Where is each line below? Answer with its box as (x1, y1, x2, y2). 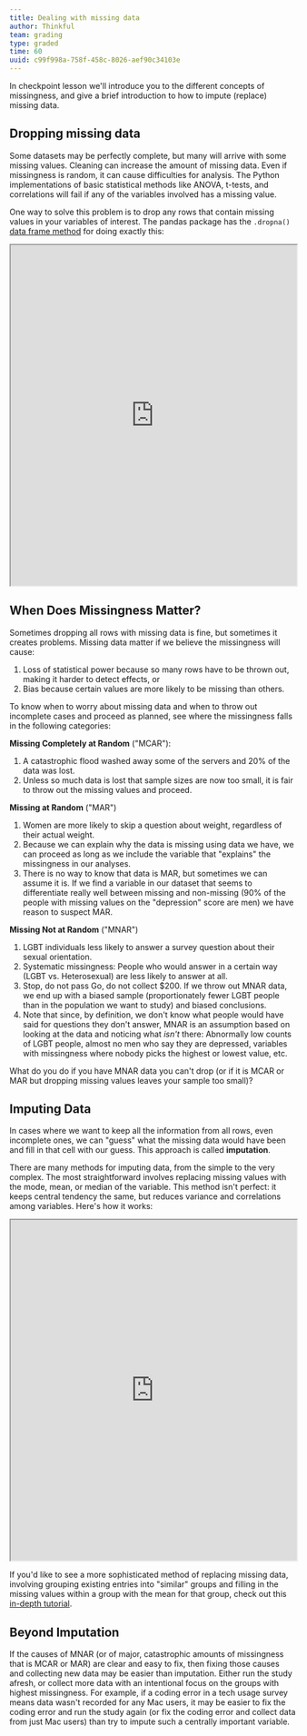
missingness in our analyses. (22, 858, 132, 868)
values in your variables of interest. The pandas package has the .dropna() (9, 215, 291, 227)
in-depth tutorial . (9, 1598, 73, 1609)
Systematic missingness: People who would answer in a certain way (22, 960, 279, 972)
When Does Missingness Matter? (9, 603, 202, 619)
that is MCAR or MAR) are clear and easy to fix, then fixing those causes (9, 1659, 280, 1670)
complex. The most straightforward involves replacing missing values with (9, 1172, 287, 1183)
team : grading (9, 30, 64, 39)
